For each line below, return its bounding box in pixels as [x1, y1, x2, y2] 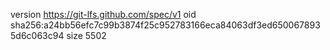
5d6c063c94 [10, 30, 65, 41]
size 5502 [66, 30, 107, 41]
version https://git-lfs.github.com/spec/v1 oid [10, 9, 197, 20]
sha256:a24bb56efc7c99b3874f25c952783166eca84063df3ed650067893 [10, 19, 321, 31]
